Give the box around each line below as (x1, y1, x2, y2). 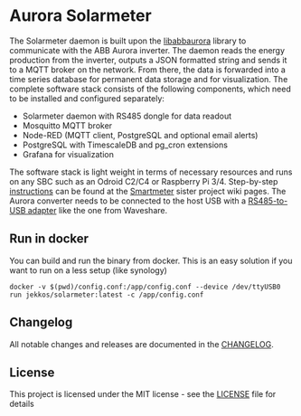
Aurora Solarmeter (9, 5, 152, 26)
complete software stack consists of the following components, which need (9, 83, 292, 94)
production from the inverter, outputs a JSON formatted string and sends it (9, 54, 287, 65)
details (9, 399, 34, 410)
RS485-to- (248, 195, 288, 206)
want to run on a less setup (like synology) (9, 264, 167, 276)
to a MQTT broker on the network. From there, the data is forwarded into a (9, 64, 287, 75)
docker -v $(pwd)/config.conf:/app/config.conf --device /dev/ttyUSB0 (9, 282, 281, 291)
